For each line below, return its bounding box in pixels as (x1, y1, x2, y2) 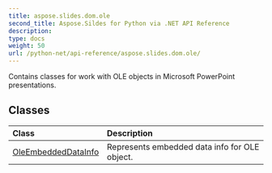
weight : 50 (8, 42, 45, 50)
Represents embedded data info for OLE (106, 141, 260, 152)
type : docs (8, 34, 45, 43)
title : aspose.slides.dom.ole (8, 11, 111, 20)
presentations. (8, 80, 57, 90)
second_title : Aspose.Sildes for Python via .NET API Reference (8, 19, 230, 27)
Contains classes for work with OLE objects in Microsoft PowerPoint (8, 72, 236, 81)
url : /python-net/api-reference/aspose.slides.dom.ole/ (8, 49, 201, 57)
